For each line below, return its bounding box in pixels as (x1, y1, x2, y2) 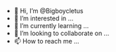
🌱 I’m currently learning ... (13, 22, 89, 30)
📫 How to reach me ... (13, 37, 79, 45)
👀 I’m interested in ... (13, 14, 74, 22)
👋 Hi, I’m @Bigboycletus (13, 7, 84, 15)
